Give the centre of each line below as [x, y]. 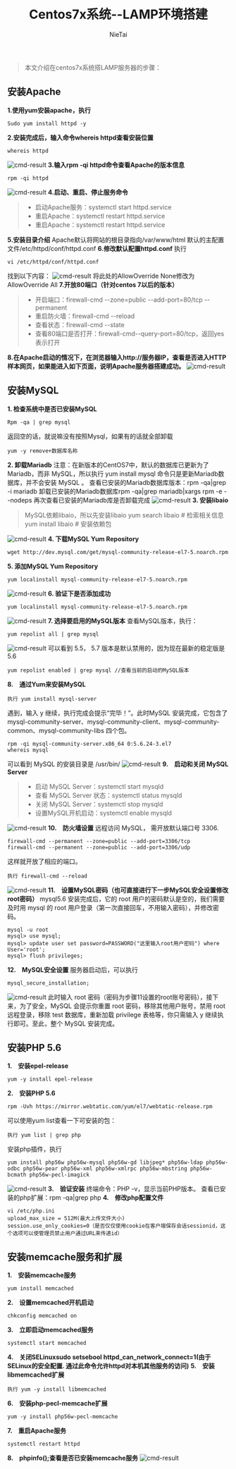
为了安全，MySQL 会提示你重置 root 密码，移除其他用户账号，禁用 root [122, 1006]
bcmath [17, 1175]
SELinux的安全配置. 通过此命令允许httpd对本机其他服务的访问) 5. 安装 [111, 1366]
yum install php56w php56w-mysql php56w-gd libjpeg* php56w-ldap [105, 1163]
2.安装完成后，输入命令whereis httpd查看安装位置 [80, 137]
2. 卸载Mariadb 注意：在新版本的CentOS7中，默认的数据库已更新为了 [108, 465]
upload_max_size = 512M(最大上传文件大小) [66, 1219]
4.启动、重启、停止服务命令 [88, 192]
